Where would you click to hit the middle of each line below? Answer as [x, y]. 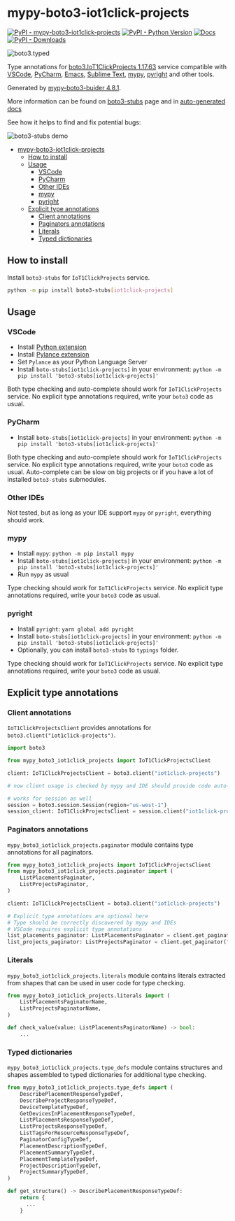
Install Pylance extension [53, 355]
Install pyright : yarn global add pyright [76, 629]
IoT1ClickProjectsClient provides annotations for [79, 728]
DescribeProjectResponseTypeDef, [69, 1100]
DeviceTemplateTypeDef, [55, 1107]
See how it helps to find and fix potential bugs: [74, 122]
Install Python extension [52, 347]
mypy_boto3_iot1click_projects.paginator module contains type [100, 845]
